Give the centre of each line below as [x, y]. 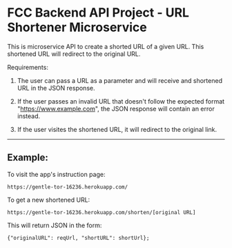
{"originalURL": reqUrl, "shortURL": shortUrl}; [78, 238]
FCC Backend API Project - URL [98, 13]
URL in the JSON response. [56, 88]
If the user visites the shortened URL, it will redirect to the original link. [117, 129]
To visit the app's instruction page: [56, 174]
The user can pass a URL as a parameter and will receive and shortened [120, 80]
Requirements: [28, 67]
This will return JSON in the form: [55, 225]
